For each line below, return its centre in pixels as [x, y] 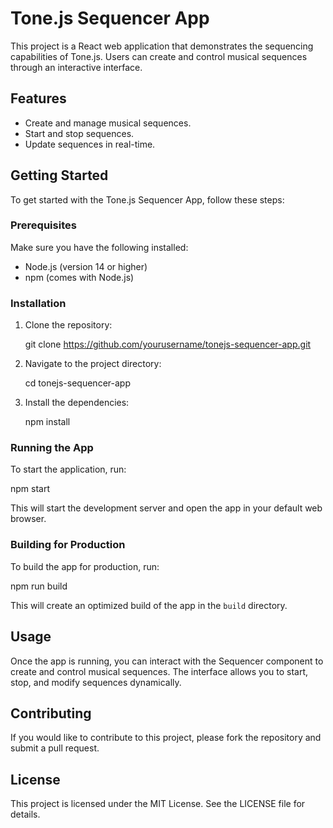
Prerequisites [43, 225]
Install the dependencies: [77, 403]
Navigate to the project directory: [93, 364]
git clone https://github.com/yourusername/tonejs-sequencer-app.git [168, 344]
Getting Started [59, 175]
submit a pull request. [55, 748]
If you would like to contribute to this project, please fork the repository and [166, 738]
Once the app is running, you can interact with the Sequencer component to [167, 661]
